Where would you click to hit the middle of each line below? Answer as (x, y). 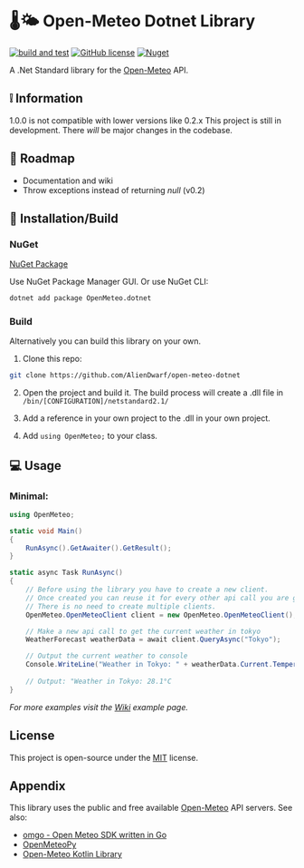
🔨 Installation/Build (64, 218)
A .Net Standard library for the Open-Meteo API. (99, 70)
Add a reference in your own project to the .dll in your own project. (147, 418)
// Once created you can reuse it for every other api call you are (157, 598)
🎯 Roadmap (42, 159)
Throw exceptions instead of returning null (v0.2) (114, 190)
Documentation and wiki (67, 180)
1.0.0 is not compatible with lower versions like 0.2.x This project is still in (146, 120)
